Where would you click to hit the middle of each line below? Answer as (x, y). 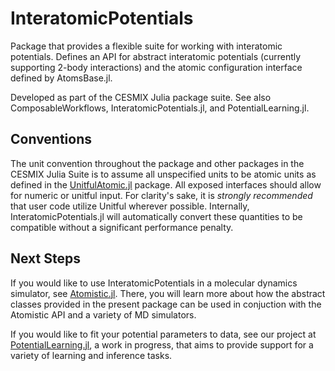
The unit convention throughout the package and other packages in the (157, 163)
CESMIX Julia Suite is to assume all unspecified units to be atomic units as (163, 174)
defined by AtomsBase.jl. (61, 78)
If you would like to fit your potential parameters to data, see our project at (163, 334)
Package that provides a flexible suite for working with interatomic (146, 46)
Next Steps (45, 258)
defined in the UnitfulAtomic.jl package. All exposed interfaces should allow (166, 184)
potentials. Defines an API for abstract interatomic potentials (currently (156, 56)
